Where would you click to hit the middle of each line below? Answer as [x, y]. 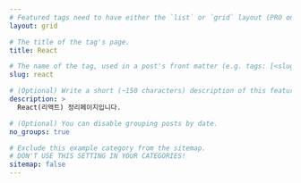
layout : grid [34, 26]
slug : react [31, 75]
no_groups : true [39, 132]
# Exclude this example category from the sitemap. [107, 148]
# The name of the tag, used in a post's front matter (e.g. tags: [138, 67]
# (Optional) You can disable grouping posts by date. [114, 123]
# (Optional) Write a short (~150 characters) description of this [138, 91]
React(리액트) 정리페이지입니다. [69, 107]
